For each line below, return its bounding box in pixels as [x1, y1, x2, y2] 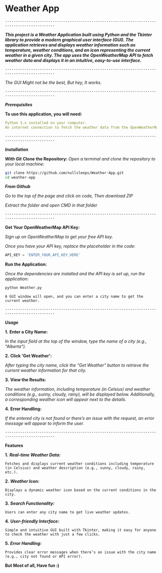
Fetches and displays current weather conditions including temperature [5, 462, 154, 466]
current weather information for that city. [5, 367, 87, 373]
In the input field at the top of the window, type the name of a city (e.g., [5, 338, 147, 344]
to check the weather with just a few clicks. [5, 532, 100, 537]
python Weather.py [5, 286, 42, 290]
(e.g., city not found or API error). [5, 554, 83, 559]
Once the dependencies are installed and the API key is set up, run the [5, 271, 145, 277]
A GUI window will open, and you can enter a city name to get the [5, 294, 144, 299]
